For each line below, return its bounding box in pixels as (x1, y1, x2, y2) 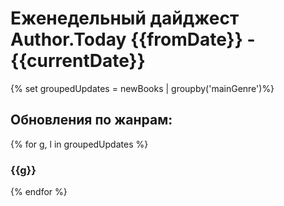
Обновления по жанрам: (10, 112, 173, 129)
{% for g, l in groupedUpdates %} (10, 138, 149, 150)
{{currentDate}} (10, 50, 146, 72)
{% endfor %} (10, 186, 68, 198)
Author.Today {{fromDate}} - (10, 28, 256, 51)
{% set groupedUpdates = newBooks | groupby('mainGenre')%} (10, 82, 275, 94)
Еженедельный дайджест (10, 7, 240, 30)
